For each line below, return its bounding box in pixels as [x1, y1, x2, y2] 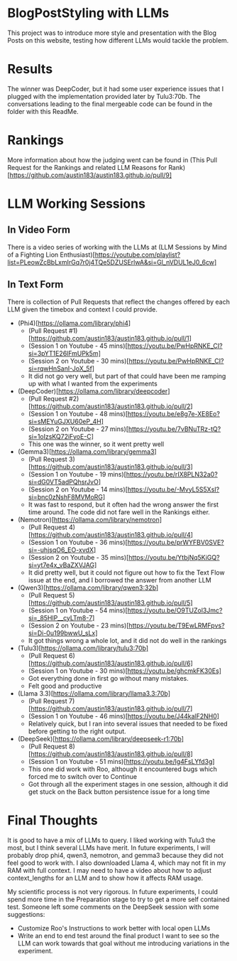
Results [7, 61, 53, 78]
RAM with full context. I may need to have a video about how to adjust [7, 866, 211, 874]
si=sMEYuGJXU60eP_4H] [28, 417, 104, 425]
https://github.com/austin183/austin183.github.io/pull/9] [9, 171, 172, 179]
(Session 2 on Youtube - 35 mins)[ [28, 553, 129, 561]
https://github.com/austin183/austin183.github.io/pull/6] [31, 659, 193, 667]
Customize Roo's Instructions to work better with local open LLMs [17, 923, 211, 933]
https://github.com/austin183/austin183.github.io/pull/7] [31, 704, 193, 713]
